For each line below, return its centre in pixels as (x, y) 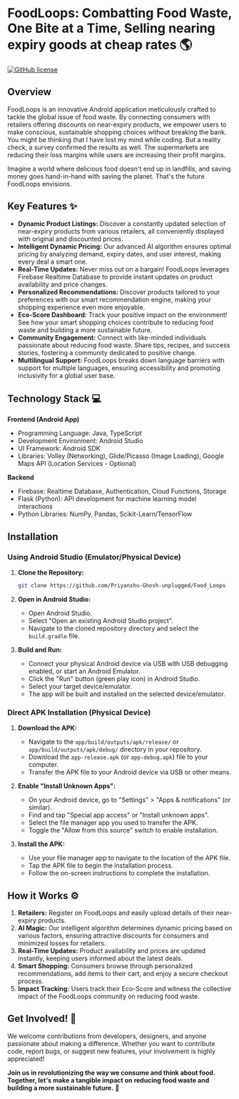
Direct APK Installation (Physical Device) (79, 712)
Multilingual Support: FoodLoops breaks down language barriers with (121, 360)
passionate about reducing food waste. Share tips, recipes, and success (124, 345)
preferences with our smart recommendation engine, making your (115, 299)
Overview (30, 92)
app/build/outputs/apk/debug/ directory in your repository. (115, 750)
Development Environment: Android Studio (80, 441)
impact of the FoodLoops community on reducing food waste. (108, 996)
